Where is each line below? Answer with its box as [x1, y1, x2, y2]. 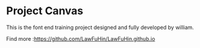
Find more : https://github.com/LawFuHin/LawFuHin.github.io [6, 35, 155, 42]
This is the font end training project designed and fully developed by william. [6, 24, 194, 31]
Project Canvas [6, 4, 84, 18]
